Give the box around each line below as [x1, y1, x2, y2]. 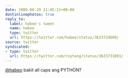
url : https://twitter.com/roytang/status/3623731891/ [9, 53, 124, 59]
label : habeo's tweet [9, 21, 55, 26]
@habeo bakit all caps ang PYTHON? [5, 67, 82, 73]
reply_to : [5, 16, 26, 21]
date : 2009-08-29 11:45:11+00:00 [5, 7, 75, 12]
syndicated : [5, 44, 30, 49]
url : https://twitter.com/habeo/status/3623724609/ [9, 35, 120, 40]
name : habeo [9, 26, 35, 31]
